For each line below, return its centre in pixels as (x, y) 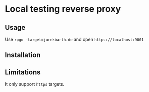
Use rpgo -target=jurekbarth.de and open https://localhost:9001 (74, 39)
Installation (23, 55)
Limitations (23, 72)
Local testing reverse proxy (63, 9)
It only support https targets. (35, 84)
